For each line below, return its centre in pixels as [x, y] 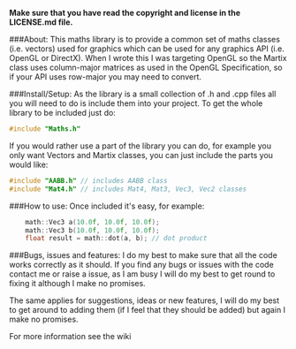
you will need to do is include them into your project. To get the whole [136, 103]
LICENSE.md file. [41, 22]
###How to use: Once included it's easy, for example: [107, 206]
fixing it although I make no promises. [77, 284]
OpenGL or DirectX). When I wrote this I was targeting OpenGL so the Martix [148, 58]
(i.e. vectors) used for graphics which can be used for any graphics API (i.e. [147, 49]
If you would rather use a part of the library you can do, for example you [140, 146]
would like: [29, 164]
